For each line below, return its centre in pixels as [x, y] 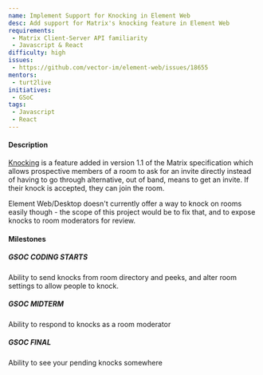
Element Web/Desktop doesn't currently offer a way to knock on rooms [125, 203]
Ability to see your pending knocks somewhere [86, 362]
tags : [17, 105]
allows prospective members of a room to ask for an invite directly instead [130, 172]
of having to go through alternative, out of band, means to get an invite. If [129, 180]
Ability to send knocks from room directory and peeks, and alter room [123, 277]
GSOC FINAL [30, 342]
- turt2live [31, 82]
